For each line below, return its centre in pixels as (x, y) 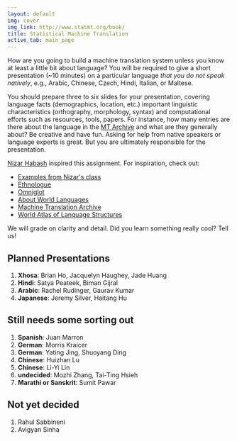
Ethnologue (34, 184)
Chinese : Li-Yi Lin (44, 367)
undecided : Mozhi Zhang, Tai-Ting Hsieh (78, 375)
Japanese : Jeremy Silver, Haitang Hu (72, 298)
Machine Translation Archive (59, 207)
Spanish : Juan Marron (50, 337)
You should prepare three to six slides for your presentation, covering (109, 97)
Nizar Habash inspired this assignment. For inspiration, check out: (104, 163)
